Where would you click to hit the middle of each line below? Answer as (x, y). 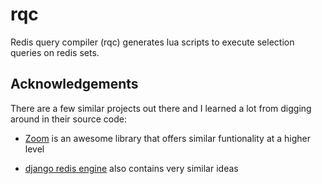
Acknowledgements (74, 84)
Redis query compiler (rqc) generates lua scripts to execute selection (152, 42)
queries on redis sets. (55, 52)
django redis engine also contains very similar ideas (131, 168)
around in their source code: (68, 119)
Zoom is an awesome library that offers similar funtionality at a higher (168, 138)
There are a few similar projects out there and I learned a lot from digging (161, 108)
